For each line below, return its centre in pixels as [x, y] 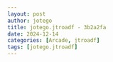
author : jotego [30, 21]
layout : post [27, 14]
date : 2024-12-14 [33, 34]
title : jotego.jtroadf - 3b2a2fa [57, 27]
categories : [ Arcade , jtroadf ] [54, 41]
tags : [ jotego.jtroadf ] [43, 47]
